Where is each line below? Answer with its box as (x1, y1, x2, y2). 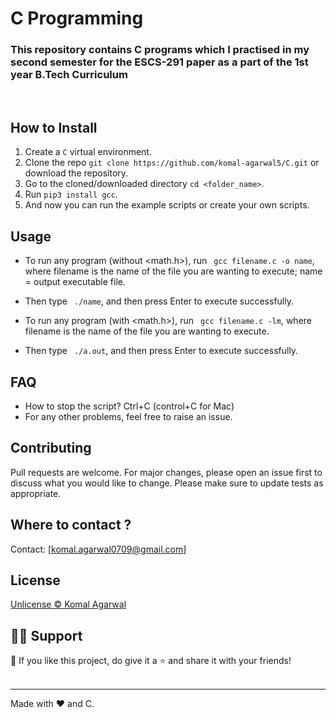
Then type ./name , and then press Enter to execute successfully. (24, 295, 294, 307)
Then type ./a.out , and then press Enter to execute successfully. (24, 345, 299, 357)
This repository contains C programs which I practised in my (10, 43, 310, 57)
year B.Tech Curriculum (10, 68, 128, 82)
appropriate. (10, 487, 62, 499)
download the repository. (24, 167, 129, 179)
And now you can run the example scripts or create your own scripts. (24, 199, 310, 211)
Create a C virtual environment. (24, 146, 152, 158)
